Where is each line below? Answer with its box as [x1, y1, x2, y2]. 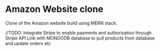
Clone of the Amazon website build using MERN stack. [5, 20, 117, 26]
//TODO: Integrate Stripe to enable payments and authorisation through [5, 29, 152, 35]
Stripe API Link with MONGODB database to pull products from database [5, 35, 155, 41]
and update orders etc [5, 40, 51, 46]
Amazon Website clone [5, 3, 103, 15]
